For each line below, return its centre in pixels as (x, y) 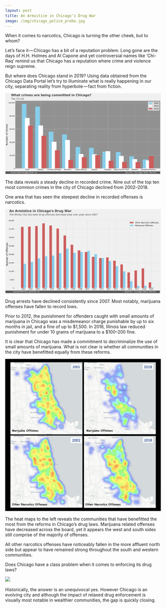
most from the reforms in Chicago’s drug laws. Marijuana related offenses (80, 524)
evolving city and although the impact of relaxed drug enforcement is (75, 595)
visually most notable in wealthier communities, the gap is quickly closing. (81, 600)
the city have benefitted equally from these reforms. (58, 352)
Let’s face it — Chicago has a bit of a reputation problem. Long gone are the (82, 51)
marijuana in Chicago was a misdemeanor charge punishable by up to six (80, 322)
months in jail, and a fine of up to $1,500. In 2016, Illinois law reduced (75, 327)
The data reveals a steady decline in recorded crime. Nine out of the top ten (82, 182)
